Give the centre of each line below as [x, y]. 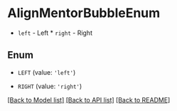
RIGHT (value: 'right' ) [50, 86]
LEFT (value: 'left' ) [47, 72]
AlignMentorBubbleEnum [84, 13]
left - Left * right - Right [55, 33]
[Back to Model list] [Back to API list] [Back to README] [89, 100]
